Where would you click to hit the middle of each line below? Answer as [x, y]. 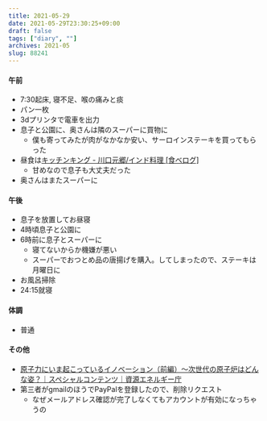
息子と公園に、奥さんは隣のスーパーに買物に [94, 130]
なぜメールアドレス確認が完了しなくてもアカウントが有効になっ [138, 399]
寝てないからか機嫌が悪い [74, 250]
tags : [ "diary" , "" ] [43, 38]
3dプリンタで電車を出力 [60, 120]
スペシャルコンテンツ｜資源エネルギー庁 [115, 379]
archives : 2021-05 [39, 46]
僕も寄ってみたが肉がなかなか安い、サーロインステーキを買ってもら [144, 140]
